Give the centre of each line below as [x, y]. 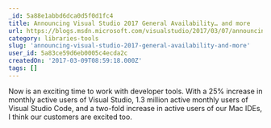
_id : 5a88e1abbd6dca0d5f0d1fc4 [61, 16]
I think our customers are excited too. [71, 117]
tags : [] [23, 68]
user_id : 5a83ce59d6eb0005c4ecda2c [68, 53]
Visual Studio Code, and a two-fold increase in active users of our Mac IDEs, [135, 108]
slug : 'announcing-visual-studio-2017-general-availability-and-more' [129, 46]
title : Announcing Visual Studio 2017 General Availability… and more [129, 23]
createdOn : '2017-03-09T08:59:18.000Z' [75, 61]
